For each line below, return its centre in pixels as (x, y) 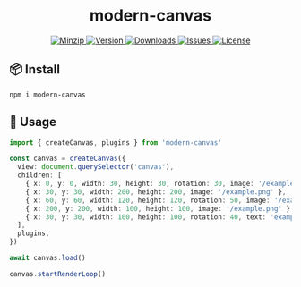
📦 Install (35, 69)
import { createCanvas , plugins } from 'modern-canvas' (116, 143)
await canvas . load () (48, 258)
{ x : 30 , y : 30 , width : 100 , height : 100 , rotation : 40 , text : (146, 217)
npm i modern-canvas (48, 95)
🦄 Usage (33, 122)
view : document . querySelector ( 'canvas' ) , (96, 167)
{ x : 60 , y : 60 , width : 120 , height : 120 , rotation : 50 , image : (148, 200)
